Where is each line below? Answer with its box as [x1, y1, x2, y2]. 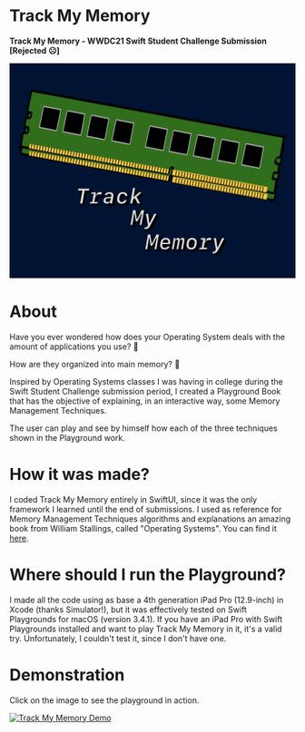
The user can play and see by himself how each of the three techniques [9, 423, 279, 434]
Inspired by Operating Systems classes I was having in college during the [9, 376, 283, 386]
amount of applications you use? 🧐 [9, 341, 139, 352]
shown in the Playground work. [9, 432, 125, 443]
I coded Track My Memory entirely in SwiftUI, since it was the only [9, 493, 257, 504]
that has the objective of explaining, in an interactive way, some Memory [9, 395, 280, 406]
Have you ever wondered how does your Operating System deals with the [9, 331, 286, 342]
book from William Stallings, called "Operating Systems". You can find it [9, 522, 277, 533]
